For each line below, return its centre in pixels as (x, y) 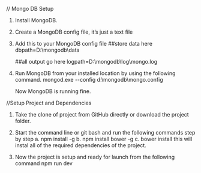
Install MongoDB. (36, 20)
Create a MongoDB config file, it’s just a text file (74, 32)
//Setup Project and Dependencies (49, 103)
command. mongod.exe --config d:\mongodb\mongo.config (89, 80)
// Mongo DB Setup (30, 9)
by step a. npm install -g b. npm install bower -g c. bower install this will (103, 139)
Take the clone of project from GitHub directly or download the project (102, 114)
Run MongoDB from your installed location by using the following (95, 73)
